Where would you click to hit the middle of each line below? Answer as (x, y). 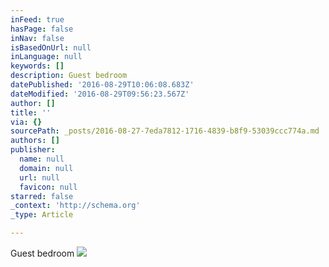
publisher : (33, 150)
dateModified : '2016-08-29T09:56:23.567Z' (100, 94)
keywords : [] (37, 66)
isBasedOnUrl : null (51, 47)
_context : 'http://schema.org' (75, 206)
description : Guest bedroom (69, 76)
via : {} (26, 122)
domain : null (46, 168)
